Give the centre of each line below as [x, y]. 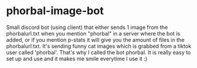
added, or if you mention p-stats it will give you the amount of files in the [96, 40]
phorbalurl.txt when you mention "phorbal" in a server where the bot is [93, 33]
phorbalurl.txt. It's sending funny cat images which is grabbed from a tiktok [99, 46]
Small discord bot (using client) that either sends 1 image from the [87, 27]
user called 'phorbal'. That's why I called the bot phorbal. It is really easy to [98, 52]
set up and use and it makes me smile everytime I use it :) [77, 59]
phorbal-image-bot [55, 11]
